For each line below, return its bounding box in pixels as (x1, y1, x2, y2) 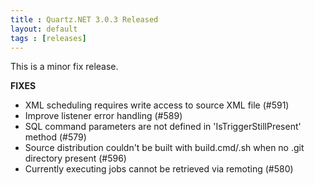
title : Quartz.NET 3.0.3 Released (10, 14, 159, 25)
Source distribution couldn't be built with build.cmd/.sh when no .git (24, 142, 305, 154)
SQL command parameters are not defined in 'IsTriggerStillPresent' (24, 121, 302, 133)
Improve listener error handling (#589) (24, 110, 183, 122)
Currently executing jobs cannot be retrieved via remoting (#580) (24, 163, 294, 175)
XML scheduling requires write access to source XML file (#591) (24, 99, 290, 111)
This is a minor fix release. (10, 61, 119, 73)
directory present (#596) (24, 152, 127, 165)
